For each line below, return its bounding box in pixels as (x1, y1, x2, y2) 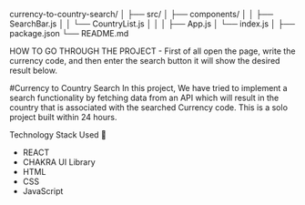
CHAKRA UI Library (22, 157, 96, 168)
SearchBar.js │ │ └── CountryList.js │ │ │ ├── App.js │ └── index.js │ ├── (9, 18, 296, 29)
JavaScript (22, 186, 64, 196)
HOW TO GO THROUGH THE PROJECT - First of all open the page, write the (9, 46, 296, 56)
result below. (9, 65, 57, 76)
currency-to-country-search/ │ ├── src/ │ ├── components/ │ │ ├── (9, 9, 274, 19)
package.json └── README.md (9, 28, 129, 38)
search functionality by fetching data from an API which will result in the (9, 92, 280, 103)
